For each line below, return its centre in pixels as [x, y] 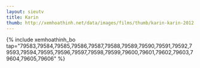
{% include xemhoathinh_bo [41, 40]
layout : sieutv [25, 12]
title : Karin [22, 17]
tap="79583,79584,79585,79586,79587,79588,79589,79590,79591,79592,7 [99, 46]
